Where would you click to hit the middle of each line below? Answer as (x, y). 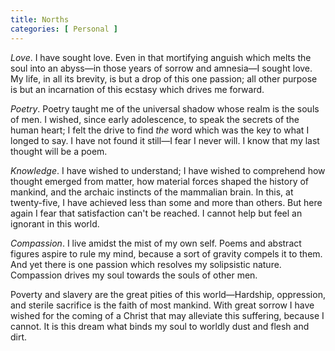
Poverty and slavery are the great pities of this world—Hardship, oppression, (168, 294)
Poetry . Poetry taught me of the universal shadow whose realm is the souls (165, 108)
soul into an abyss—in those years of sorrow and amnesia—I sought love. (161, 68)
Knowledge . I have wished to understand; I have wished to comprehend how (168, 170)
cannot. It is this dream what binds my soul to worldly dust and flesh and (160, 326)
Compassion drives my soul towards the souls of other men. (134, 275)
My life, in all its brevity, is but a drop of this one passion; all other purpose (164, 78)
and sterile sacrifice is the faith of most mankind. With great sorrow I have (162, 305)
